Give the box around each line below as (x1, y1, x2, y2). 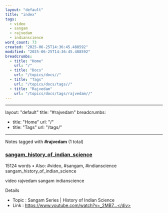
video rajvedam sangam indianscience (5, 177, 84, 183)
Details (5, 187, 19, 193)
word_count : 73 (5, 40, 37, 45)
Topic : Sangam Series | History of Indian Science (12, 197, 115, 203)
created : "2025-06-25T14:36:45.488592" (5, 44, 88, 49)
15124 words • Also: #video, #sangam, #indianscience (5, 162, 117, 168)
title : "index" (5, 12, 37, 17)
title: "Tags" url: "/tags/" (12, 124, 62, 130)
